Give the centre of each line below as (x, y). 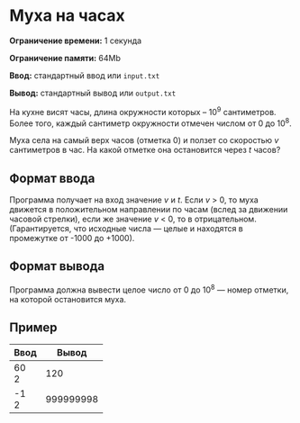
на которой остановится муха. (68, 299)
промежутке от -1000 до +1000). (72, 238)
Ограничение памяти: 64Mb (65, 58)
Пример (33, 327)
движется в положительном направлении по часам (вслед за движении (149, 210)
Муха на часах (67, 16)
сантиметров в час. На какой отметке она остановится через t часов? (145, 150)
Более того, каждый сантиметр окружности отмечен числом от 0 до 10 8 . (151, 122)
